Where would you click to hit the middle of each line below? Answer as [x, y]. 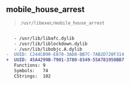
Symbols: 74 [31, 71]
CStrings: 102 [32, 76]
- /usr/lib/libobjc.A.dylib [48, 49]
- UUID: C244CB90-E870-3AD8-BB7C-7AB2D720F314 [65, 55]
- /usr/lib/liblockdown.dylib [51, 44]
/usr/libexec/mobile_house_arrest [62, 23]
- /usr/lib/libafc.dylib [44, 38]
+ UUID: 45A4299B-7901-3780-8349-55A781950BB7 [65, 60]
